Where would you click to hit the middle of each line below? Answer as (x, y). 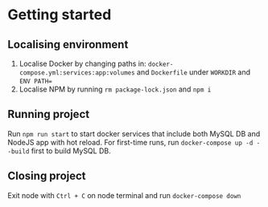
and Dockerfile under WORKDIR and (194, 72)
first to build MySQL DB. (71, 151)
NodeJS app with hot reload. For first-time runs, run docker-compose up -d (130, 142)
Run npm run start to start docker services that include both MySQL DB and (134, 133)
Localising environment (68, 45)
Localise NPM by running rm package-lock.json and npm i (115, 89)
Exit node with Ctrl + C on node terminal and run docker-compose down (124, 195)
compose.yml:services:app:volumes (77, 73)
